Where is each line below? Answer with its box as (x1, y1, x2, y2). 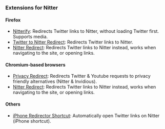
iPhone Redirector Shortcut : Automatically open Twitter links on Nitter (12, 112, 160, 119)
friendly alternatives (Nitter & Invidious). (12, 78, 97, 84)
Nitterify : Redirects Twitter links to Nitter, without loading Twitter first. (12, 28, 159, 34)
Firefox (5, 17, 21, 23)
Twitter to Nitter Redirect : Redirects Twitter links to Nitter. (12, 39, 133, 45)
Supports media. (12, 34, 48, 40)
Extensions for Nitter (5, 4, 58, 11)
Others (5, 101, 20, 107)
